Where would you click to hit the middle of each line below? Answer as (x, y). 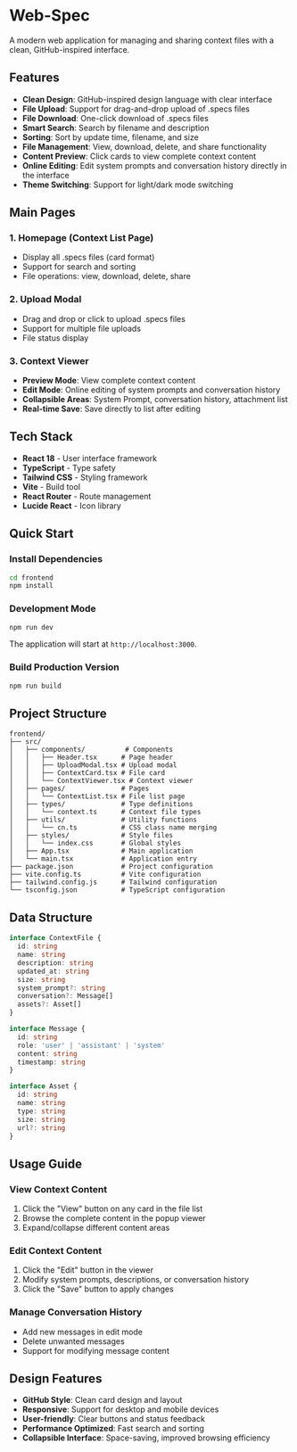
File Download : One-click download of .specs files (115, 118)
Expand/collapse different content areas (96, 1228)
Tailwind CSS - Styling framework (85, 477)
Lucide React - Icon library (72, 506)
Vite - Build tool (51, 486)
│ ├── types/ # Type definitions (101, 804)
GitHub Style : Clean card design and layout (102, 1400)
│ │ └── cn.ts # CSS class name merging (113, 828)
